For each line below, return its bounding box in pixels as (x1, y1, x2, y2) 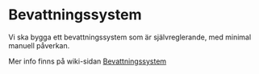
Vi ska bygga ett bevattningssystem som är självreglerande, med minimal (8, 32, 252, 42)
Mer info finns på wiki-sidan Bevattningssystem (8, 56, 167, 66)
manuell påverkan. (8, 40, 70, 50)
